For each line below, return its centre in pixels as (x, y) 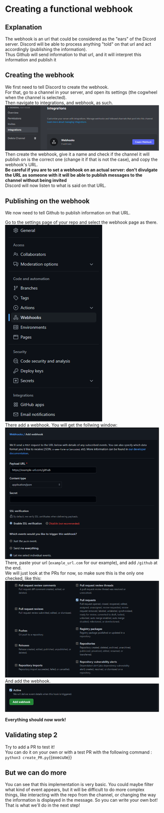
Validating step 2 (31, 735)
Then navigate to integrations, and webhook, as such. (59, 103)
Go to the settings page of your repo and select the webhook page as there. (81, 222)
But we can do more (36, 773)
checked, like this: (23, 578)
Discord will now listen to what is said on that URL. (56, 185)
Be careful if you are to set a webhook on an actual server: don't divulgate (81, 170)
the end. (13, 568)
